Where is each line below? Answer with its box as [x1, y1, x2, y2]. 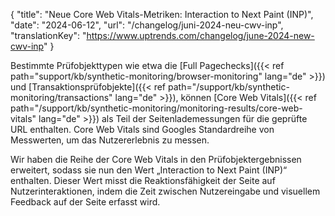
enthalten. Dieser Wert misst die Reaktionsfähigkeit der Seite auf [10, 175, 276, 186]
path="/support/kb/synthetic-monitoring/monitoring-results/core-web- [10, 102, 303, 114]
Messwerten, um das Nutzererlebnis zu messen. [10, 134, 210, 146]
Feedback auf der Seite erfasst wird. [10, 196, 161, 208]
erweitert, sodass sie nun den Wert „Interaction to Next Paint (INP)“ [10, 164, 288, 176]
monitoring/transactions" [10, 92, 113, 103]
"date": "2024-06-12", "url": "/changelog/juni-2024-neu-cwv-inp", [10, 19, 284, 31]
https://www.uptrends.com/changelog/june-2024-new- [86, 30, 315, 41]
